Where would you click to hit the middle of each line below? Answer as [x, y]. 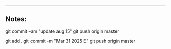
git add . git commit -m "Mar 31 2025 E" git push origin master [70, 41]
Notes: [16, 19]
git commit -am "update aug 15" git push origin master [62, 31]
